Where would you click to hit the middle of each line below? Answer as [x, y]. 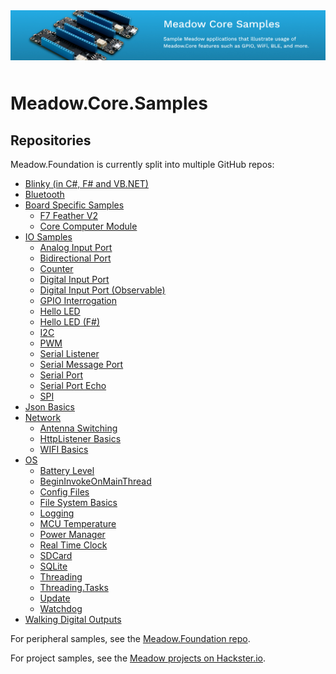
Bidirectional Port [75, 258]
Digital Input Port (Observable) [102, 290]
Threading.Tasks [74, 588]
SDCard [56, 556]
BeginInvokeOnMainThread [95, 481]
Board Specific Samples [74, 205]
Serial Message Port [81, 365]
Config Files [64, 492]
